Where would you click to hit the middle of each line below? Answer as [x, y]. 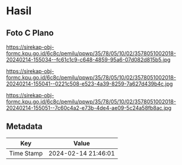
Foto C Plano [30, 33]
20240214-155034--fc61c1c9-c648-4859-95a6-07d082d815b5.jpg [88, 60]
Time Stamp [26, 153]
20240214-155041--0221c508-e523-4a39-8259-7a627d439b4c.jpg [90, 84]
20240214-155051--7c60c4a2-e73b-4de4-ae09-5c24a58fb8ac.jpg [89, 108]
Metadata [24, 127]
